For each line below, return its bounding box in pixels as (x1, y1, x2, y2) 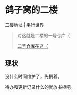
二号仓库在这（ (17, 43, 48, 49)
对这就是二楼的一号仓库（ (17, 32, 70, 38)
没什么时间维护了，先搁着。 (5, 73, 62, 79)
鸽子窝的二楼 (5, 4, 58, 16)
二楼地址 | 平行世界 (5, 22, 44, 28)
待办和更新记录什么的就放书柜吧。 (5, 84, 75, 90)
